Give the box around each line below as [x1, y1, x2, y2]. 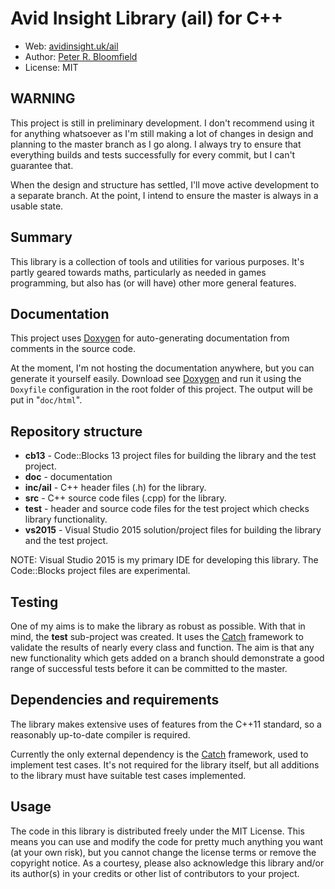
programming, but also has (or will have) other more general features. [10, 277, 297, 289]
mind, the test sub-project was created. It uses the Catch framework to [10, 631, 304, 642]
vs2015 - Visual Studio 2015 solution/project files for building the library [24, 524, 322, 536]
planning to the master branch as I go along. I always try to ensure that [10, 138, 302, 150]
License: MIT [24, 61, 79, 73]
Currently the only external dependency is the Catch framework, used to [10, 748, 309, 760]
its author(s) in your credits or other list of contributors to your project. [10, 867, 300, 879]
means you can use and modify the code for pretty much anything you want [10, 835, 324, 847]
